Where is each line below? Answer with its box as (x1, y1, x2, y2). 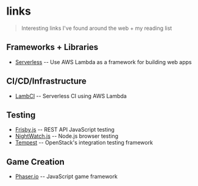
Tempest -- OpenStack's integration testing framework (15, 139, 154, 146)
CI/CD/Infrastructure (6, 76, 87, 87)
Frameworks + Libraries (6, 42, 99, 52)
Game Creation (6, 157, 65, 167)
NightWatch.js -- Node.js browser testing (15, 132, 119, 140)
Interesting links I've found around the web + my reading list (21, 24, 172, 32)
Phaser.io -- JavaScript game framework (15, 173, 118, 181)
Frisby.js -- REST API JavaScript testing (15, 126, 115, 134)
